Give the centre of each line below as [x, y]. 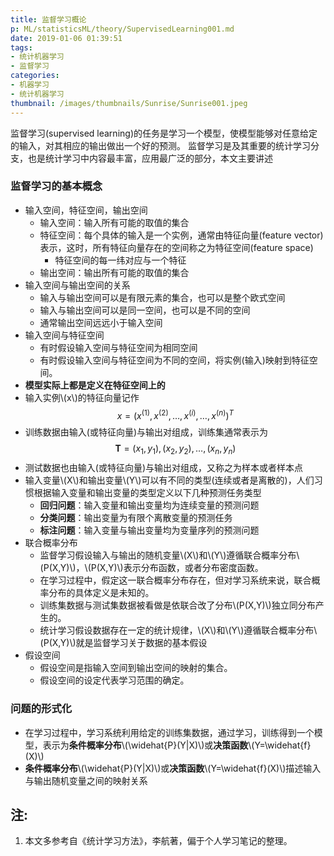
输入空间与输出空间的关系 [77, 285]
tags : [21, 47]
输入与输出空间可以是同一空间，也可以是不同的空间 [145, 310]
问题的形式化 [41, 709]
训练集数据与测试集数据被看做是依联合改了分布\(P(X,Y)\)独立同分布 [177, 605]
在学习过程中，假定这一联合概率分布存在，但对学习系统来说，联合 [175, 580]
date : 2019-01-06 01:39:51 [66, 38]
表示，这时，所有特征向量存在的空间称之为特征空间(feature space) [176, 247]
